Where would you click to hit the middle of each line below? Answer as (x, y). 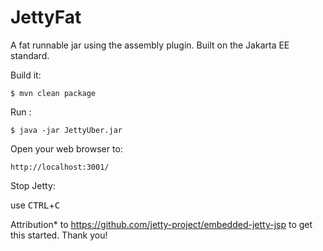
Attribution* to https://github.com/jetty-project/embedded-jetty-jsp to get (161, 224)
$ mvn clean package (53, 93)
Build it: (26, 75)
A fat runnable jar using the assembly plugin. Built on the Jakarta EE (150, 45)
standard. (30, 55)
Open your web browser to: (66, 148)
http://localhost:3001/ (60, 167)
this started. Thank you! (59, 235)
